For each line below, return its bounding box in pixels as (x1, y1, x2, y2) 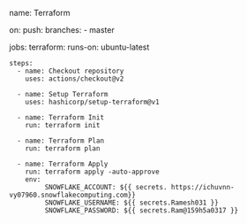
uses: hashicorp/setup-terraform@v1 (25, 97, 161, 106)
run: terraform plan (25, 144, 101, 153)
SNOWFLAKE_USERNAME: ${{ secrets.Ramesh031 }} (44, 198, 219, 207)
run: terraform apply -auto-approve (25, 167, 161, 176)
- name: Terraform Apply (17, 159, 109, 168)
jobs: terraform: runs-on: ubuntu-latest (9, 42, 150, 52)
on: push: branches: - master (9, 25, 115, 35)
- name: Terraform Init (17, 113, 104, 122)
